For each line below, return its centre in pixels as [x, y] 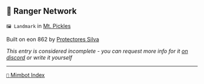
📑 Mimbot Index [25, 75]
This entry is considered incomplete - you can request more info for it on [97, 51]
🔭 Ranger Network [42, 11]
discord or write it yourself [39, 57]
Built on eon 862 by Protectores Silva [53, 39]
